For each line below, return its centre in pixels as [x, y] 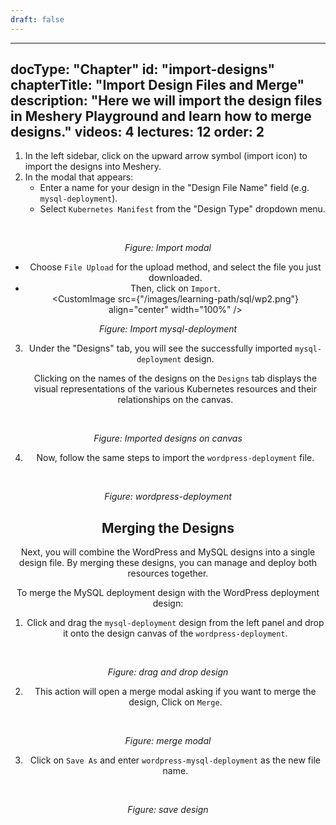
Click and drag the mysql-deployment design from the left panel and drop [175, 623]
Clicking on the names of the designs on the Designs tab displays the [175, 378]
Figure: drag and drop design [168, 672]
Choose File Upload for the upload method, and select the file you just [175, 267]
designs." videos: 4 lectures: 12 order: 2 [137, 132]
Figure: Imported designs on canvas [168, 438]
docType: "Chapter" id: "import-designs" [142, 69]
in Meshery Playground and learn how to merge [161, 116]
